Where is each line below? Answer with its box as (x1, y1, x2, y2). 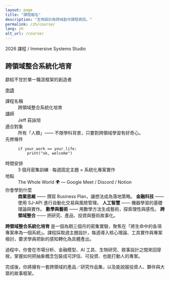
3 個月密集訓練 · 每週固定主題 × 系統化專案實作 (18, 166, 115, 173)
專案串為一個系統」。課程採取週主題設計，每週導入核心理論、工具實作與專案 (5, 229, 163, 235)
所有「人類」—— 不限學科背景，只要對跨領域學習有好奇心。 (18, 130, 143, 136)
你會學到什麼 (5, 186, 32, 193)
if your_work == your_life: (18, 146, 77, 151)
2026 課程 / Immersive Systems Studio (5, 46, 86, 51)
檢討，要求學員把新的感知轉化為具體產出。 (5, 236, 94, 242)
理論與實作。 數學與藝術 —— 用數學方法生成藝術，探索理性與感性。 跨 (18, 206, 165, 212)
